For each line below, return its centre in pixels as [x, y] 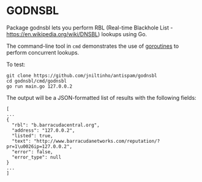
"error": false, [32, 152]
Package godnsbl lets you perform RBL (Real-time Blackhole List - [90, 28]
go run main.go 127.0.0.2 [39, 86]
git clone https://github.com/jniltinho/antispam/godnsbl [82, 75]
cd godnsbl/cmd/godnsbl [37, 81]
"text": [22, 141]
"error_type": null [37, 157]
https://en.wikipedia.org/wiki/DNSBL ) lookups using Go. [77, 34]
